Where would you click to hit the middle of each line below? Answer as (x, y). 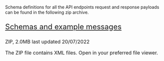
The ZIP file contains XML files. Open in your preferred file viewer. (82, 53)
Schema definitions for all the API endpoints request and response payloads (82, 7)
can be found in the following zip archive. (47, 12)
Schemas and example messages (63, 27)
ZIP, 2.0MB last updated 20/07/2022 (47, 42)
